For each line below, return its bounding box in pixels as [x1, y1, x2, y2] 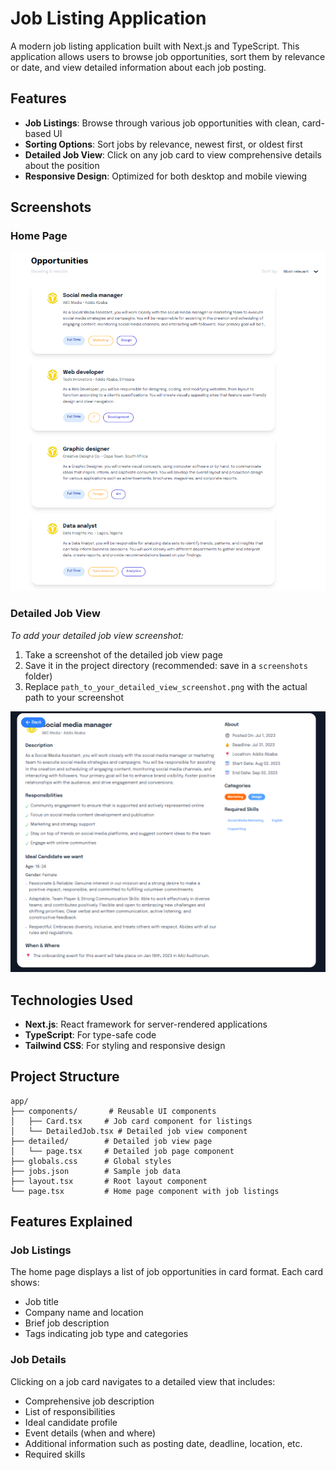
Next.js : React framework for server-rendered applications [24, 1018, 268, 1030]
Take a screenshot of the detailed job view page [24, 648, 223, 661]
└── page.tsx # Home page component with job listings [10, 1186, 280, 1196]
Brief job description [24, 1317, 110, 1329]
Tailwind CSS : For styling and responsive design [24, 1039, 226, 1051]
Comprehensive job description [24, 1395, 155, 1407]
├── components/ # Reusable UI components [10, 1106, 217, 1116]
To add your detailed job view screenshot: [10, 629, 184, 641]
